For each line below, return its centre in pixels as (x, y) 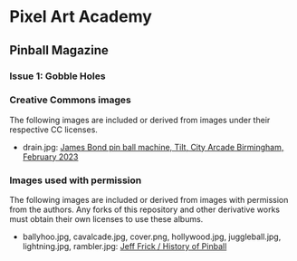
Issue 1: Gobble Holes (57, 76)
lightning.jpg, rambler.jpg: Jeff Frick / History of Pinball (125, 246)
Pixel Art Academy (81, 17)
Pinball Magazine (59, 50)
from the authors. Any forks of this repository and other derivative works (145, 209)
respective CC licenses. (53, 130)
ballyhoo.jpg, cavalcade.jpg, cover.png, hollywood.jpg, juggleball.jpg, (152, 237)
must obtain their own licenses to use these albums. (106, 219)
